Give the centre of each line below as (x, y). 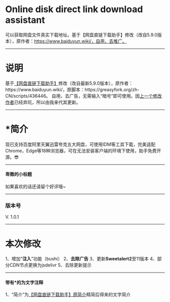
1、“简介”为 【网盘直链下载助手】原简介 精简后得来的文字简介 (68, 294)
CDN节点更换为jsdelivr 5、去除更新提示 (51, 265)
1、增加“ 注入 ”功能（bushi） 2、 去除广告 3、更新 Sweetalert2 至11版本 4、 (81, 259)
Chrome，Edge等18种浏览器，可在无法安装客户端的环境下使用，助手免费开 (83, 150)
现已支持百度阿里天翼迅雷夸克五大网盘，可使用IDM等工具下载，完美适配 (80, 144)
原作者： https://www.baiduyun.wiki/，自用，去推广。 (72, 41)
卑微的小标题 (18, 174)
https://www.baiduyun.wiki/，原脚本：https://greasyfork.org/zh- (72, 89)
